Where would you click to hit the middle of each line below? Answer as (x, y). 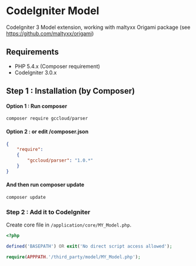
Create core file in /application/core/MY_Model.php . (69, 225)
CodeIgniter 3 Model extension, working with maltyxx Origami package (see (98, 27)
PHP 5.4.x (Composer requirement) (57, 66)
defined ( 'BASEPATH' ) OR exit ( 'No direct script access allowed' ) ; (89, 247)
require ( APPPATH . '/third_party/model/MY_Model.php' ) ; (74, 257)
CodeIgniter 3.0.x (36, 73)
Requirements (32, 52)
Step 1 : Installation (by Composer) (71, 91)
